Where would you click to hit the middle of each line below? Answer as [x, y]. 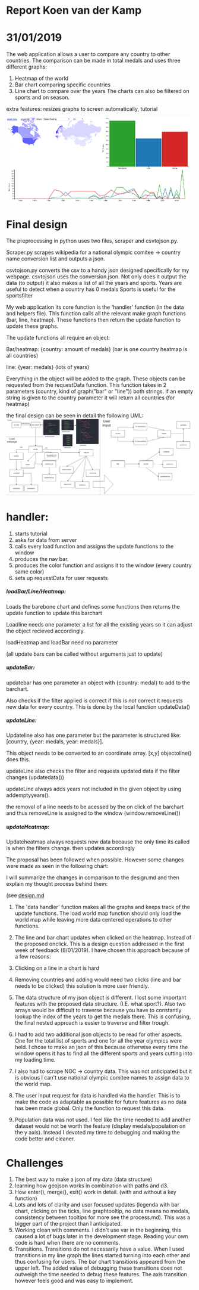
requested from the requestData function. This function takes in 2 [86, 385]
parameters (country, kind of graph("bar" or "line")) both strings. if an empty [100, 392]
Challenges [35, 1163]
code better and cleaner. [45, 1139]
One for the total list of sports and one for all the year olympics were [98, 1041]
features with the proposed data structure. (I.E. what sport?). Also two [100, 1004]
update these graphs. [32, 326]
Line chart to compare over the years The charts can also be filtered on [102, 91]
